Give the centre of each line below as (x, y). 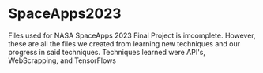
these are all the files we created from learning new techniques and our (124, 43)
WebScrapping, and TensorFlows (62, 60)
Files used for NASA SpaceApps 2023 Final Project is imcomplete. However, (132, 35)
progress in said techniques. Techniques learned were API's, (107, 52)
